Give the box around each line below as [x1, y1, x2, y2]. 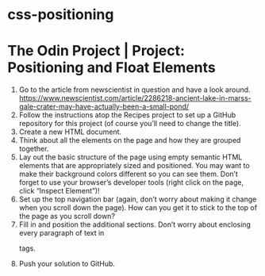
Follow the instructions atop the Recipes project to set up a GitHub [18, 110, 236, 120]
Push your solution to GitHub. [18, 259, 116, 269]
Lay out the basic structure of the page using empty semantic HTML [18, 152, 243, 162]
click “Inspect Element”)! [18, 186, 100, 196]
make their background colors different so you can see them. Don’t [18, 169, 239, 179]
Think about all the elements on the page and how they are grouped [18, 136, 241, 145]
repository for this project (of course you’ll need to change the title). [18, 119, 241, 128]
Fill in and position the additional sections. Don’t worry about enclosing [18, 220, 252, 229]
